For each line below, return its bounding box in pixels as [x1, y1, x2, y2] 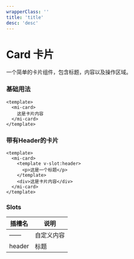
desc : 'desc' [6, 20, 39, 26]
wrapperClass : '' [6, 8, 49, 15]
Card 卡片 [6, 47, 54, 61]
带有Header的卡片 [6, 136, 59, 144]
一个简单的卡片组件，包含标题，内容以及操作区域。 [6, 68, 132, 76]
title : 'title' [6, 14, 44, 20]
